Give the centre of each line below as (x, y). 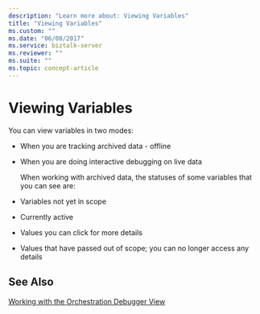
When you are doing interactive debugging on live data (111, 161)
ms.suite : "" (30, 61)
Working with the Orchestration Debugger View (87, 301)
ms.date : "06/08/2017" (46, 38)
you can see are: (47, 185)
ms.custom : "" (32, 31)
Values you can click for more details (81, 232)
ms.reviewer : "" (35, 53)
